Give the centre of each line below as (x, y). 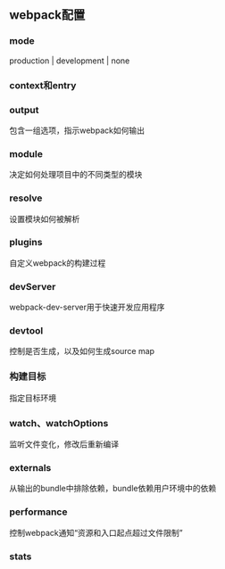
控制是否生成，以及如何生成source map (82, 351)
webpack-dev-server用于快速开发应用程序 (87, 307)
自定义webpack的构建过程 (58, 263)
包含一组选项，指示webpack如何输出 (77, 130)
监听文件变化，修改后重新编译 (64, 444)
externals (30, 467)
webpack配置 (47, 15)
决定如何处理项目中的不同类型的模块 (76, 175)
